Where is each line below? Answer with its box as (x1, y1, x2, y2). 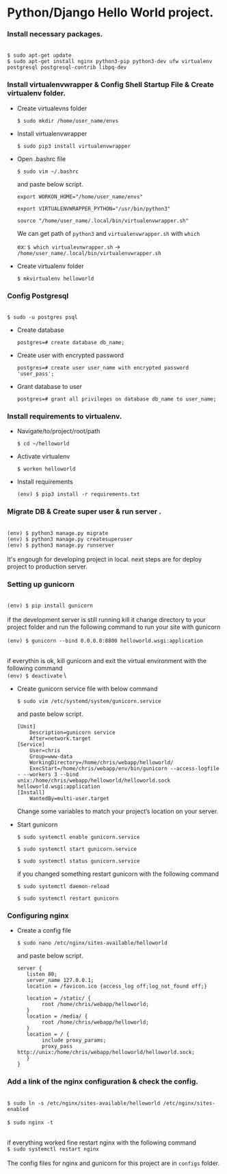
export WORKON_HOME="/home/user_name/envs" (16, 193, 144, 200)
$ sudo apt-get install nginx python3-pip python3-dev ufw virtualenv (7, 58, 213, 65)
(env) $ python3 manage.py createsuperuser (7, 536, 133, 542)
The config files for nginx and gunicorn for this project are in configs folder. (7, 1159, 220, 1167)
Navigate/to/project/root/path (16, 427, 101, 435)
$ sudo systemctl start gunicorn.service (16, 846, 137, 852)
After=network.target (29, 735, 91, 742)
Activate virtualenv (16, 453, 70, 461)
